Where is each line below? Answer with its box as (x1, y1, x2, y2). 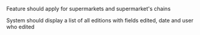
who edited (6, 24, 35, 30)
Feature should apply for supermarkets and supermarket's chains (6, 5, 171, 12)
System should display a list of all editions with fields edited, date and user (6, 17, 194, 24)
